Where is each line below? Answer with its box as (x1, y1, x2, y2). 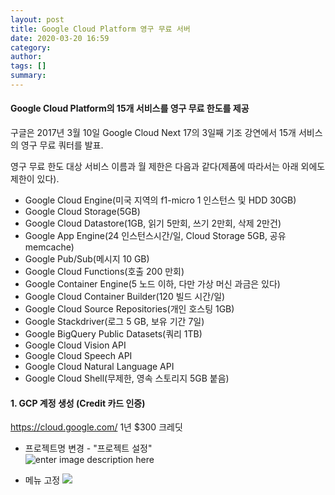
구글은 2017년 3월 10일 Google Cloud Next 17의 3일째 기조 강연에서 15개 (10, 127, 297, 139)
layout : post (10, 14, 65, 25)
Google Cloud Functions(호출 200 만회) (24, 266, 185, 278)
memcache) (24, 241, 75, 253)
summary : (10, 71, 47, 81)
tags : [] (10, 61, 47, 71)
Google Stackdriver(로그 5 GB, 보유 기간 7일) (24, 316, 205, 328)
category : (10, 42, 52, 53)
